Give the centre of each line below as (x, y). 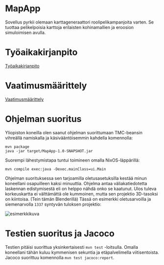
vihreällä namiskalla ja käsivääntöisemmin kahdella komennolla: (69, 138)
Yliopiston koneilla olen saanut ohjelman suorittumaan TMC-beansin (74, 132)
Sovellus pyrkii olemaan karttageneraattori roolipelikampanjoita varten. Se (80, 22)
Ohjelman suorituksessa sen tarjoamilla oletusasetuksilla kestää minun (76, 178)
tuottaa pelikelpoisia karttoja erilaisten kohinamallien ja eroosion (69, 27)
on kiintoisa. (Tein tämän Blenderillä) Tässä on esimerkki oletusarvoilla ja (78, 199)
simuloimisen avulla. (25, 32)
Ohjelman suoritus (43, 119)
